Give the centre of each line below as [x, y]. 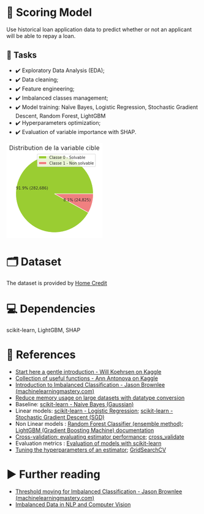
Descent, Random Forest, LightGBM [60, 116]
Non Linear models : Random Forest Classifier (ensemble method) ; [99, 423]
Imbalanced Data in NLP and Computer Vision [73, 504]
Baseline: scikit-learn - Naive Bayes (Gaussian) [74, 404]
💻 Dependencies [51, 309]
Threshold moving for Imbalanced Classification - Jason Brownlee [99, 491]
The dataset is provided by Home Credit [57, 283]
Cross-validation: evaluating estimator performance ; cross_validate [100, 436]
